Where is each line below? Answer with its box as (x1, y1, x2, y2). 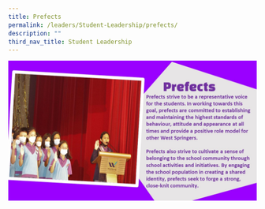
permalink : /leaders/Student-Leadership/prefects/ (8, 21, 178, 29)
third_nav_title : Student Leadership (8, 38, 132, 46)
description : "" (8, 29, 62, 37)
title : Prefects (8, 13, 62, 21)
